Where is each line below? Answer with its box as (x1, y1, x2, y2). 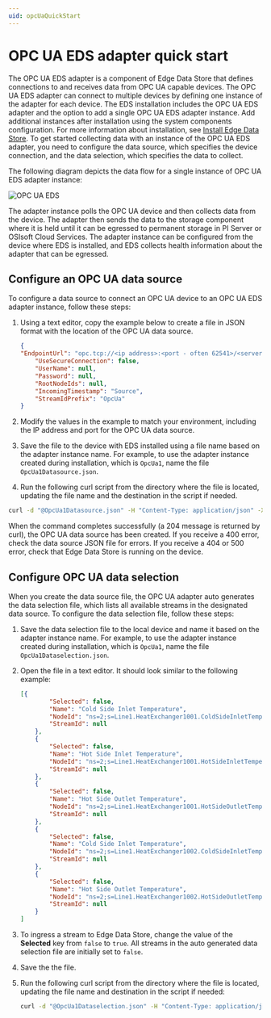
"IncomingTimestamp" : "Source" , (35, 387, 144, 396)
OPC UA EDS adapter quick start (8, 46, 228, 65)
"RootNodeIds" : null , (35, 379, 107, 388)
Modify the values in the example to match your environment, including (19, 417, 256, 426)
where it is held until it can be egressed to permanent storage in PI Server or (8, 223, 262, 233)
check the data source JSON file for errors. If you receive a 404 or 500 (8, 538, 244, 548)
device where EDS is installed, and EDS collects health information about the (8, 240, 263, 250)
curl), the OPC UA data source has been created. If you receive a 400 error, (8, 530, 260, 539)
